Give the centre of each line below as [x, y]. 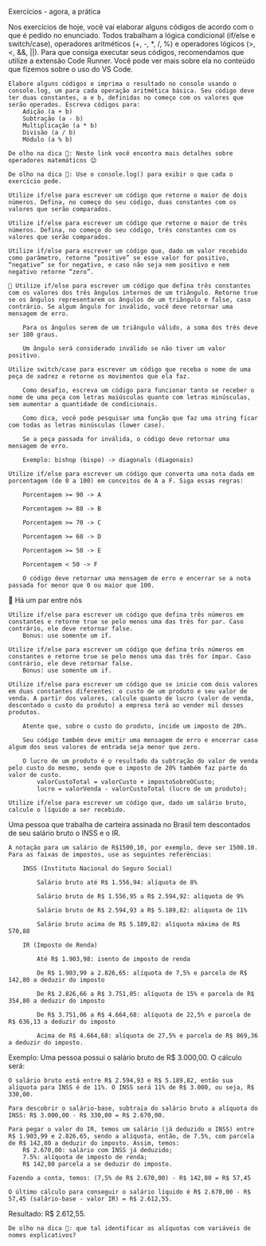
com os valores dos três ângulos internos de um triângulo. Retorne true [133, 293]
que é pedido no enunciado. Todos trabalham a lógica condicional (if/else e [132, 35]
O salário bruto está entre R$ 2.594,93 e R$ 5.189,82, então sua [121, 1080]
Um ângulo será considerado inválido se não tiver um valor [124, 349]
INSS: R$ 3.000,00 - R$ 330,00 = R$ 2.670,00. [87, 1115]
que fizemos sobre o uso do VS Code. [70, 69]
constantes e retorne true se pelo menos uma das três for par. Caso [126, 622]
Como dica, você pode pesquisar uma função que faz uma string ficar [141, 418]
